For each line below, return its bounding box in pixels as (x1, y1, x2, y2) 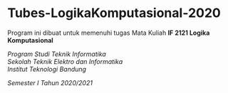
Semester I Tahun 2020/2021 (7, 78, 93, 87)
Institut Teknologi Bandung (7, 65, 87, 73)
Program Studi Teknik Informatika (7, 50, 107, 58)
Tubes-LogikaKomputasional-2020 (7, 5, 221, 21)
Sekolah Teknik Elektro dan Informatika (7, 57, 123, 65)
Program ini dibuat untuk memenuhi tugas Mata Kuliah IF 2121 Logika (7, 28, 210, 37)
